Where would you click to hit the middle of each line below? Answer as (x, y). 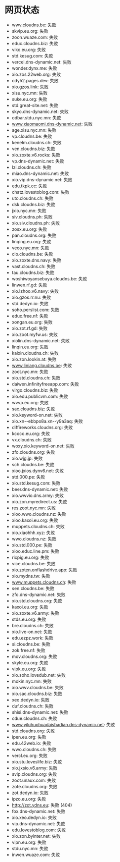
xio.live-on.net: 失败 (32, 632)
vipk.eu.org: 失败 (29, 669)
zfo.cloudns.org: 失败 (33, 452)
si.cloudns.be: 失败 (31, 644)
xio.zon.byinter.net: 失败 (36, 836)
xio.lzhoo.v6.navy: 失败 (35, 291)
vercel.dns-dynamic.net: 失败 (42, 62)
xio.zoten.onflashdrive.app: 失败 (44, 570)
